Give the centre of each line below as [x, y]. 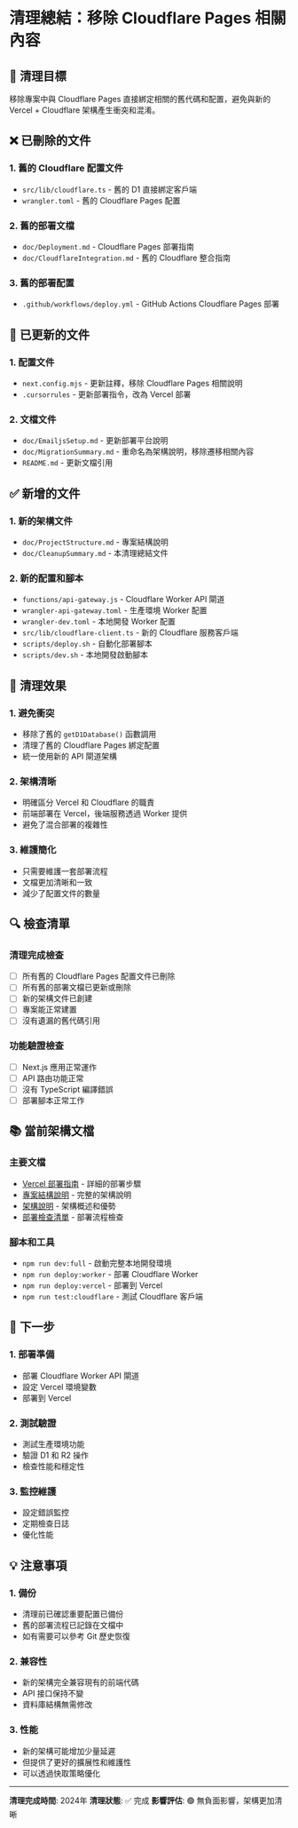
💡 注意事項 [38, 1566]
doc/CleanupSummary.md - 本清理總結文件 [95, 552]
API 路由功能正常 [53, 1078]
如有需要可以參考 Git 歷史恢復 [76, 1636]
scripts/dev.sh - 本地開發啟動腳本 [85, 655]
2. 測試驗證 [33, 1423]
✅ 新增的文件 [45, 493]
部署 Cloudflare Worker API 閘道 [81, 1375]
